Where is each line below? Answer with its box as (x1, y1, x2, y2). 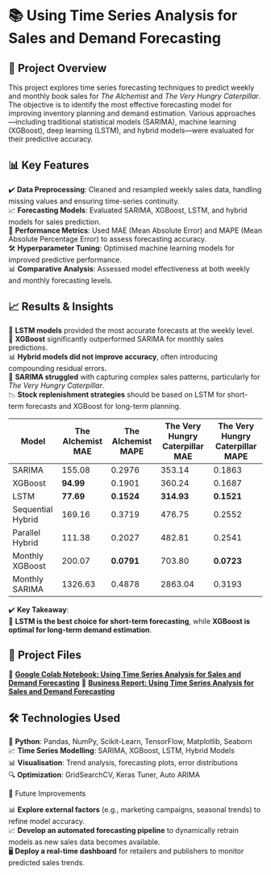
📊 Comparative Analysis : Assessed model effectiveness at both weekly (8, 263, 250, 273)
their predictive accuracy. (8, 134, 94, 144)
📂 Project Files (8, 648, 82, 663)
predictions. (8, 343, 48, 352)
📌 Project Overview (8, 61, 107, 75)
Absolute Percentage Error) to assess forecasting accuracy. (8, 233, 207, 243)
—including (8, 117, 47, 126)
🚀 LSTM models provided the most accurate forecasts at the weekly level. (8, 325, 255, 335)
